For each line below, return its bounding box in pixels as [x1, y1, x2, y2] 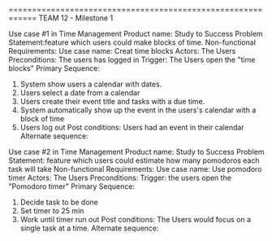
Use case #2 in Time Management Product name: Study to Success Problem [8, 147, 265, 156]
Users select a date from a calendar [19, 88, 140, 98]
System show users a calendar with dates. [19, 79, 162, 89]
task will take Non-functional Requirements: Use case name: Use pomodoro [8, 164, 262, 173]
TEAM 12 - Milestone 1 [38, 13, 114, 23]
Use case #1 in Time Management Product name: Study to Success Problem [8, 29, 264, 38]
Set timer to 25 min [19, 206, 84, 216]
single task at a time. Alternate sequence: [19, 223, 160, 233]
